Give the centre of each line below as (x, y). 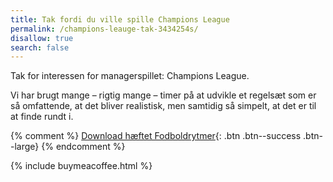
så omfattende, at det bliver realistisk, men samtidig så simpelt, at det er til (163, 106)
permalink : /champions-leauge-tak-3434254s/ (104, 29)
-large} (25, 147)
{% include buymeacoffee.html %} (81, 166)
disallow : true (42, 38)
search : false (40, 47)
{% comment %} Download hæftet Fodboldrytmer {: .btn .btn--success (156, 136)
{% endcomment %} (83, 147)
